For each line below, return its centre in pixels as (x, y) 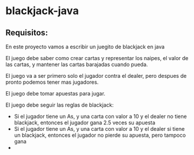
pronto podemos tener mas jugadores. (52, 82)
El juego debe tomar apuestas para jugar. (55, 93)
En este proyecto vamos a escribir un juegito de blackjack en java (85, 47)
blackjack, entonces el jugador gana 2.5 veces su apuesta (85, 123)
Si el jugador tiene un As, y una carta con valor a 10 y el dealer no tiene (100, 116)
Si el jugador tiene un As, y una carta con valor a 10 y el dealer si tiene (99, 129)
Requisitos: (27, 33)
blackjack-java (42, 11)
